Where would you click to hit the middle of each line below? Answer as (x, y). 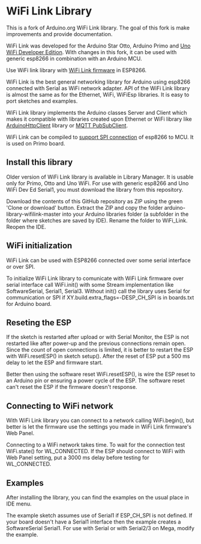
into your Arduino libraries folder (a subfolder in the (125, 214)
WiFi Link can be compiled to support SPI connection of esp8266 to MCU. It (100, 137)
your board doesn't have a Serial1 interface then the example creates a (94, 522)
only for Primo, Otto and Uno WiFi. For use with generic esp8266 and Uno (97, 183)
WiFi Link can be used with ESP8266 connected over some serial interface (98, 260)
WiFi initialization (39, 246)
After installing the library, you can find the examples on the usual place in (97, 497)
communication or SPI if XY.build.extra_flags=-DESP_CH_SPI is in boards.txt (100, 297)
